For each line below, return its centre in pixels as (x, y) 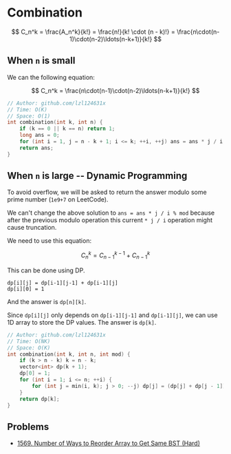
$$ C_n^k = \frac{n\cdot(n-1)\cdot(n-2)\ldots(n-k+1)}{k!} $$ (115, 90)
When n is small (41, 61)
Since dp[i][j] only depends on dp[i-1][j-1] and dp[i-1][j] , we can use (112, 315)
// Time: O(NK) (29, 341)
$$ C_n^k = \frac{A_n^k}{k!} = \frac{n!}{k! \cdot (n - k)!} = (93, 32)
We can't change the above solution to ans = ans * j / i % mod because (111, 213)
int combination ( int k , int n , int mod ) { (69, 354)
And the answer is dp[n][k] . (47, 301)
